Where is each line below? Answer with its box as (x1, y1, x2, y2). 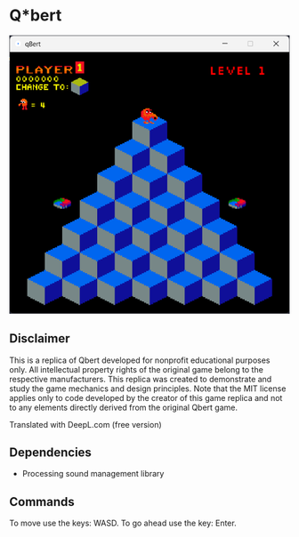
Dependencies (9, 445, 92, 460)
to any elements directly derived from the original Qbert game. (9, 402, 238, 413)
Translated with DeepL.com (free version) (9, 419, 162, 429)
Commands (9, 494, 76, 509)
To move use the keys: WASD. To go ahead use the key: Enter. (9, 517, 238, 529)
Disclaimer (9, 331, 70, 347)
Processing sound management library (21, 469, 165, 479)
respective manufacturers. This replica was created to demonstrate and (9, 373, 272, 384)
